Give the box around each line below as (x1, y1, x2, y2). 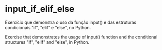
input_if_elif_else (5, 3, 75, 15)
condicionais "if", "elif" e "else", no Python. (5, 24, 91, 30)
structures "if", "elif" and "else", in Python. (5, 39, 90, 45)
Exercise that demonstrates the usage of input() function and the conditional (5, 34, 158, 40)
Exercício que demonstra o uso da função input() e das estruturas (5, 19, 137, 25)
